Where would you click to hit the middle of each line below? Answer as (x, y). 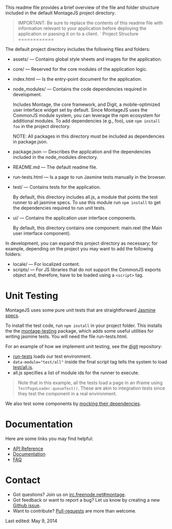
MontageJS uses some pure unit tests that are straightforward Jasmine (80, 310)
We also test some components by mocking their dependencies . (73, 404)
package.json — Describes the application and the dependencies (82, 152)
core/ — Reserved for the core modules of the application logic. (80, 69)
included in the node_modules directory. (55, 157)
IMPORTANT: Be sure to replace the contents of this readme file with (90, 23)
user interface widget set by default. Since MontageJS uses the (80, 110)
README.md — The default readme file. (55, 167)
